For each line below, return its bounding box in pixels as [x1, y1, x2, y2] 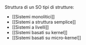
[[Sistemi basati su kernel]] [11, 30, 68, 35]
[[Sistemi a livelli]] [11, 24, 49, 30]
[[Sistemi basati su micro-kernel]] [11, 35, 81, 41]
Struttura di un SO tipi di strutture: [4, 4, 74, 10]
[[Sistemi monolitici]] [11, 14, 55, 19]
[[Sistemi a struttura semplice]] [11, 19, 76, 25]
